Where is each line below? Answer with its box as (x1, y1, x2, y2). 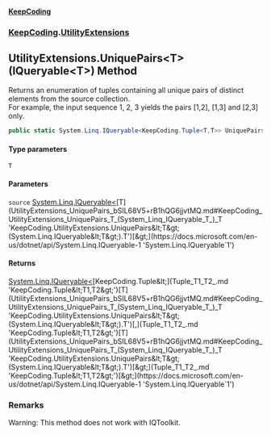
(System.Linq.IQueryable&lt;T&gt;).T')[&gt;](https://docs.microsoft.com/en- (8, 231, 258, 241)
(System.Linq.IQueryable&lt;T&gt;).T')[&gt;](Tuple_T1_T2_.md (8, 362, 210, 371)
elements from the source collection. (8, 94, 131, 104)
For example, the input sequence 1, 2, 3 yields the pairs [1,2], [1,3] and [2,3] (8, 102, 259, 112)
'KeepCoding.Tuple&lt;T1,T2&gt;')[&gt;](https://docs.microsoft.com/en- (8, 370, 244, 380)
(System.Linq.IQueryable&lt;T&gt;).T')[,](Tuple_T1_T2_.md (8, 319, 199, 328)
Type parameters (8, 144, 68, 153)
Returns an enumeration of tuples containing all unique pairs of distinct (8, 86, 244, 95)
